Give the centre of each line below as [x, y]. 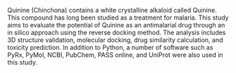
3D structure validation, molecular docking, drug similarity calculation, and [115, 40]
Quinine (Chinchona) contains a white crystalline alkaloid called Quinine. [112, 10]
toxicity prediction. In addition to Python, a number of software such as [110, 47]
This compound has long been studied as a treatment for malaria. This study [118, 18]
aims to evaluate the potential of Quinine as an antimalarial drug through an [116, 25]
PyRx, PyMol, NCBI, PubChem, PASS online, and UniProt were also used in [115, 55]
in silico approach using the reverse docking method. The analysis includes [117, 32]
